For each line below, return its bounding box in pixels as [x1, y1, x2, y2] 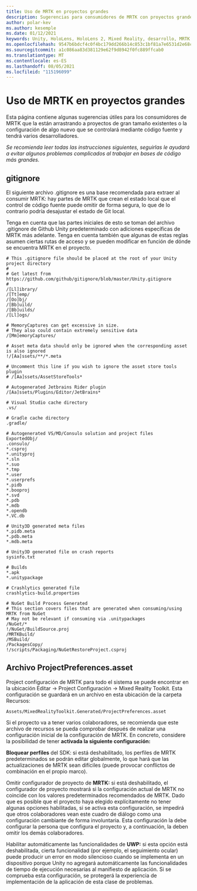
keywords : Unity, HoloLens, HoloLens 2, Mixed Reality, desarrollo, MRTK [6, 36, 191, 42]
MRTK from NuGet [6, 611, 46, 617]
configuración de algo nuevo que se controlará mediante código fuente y [6, 126, 183, 133]
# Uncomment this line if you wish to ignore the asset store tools [6, 364, 177, 370]
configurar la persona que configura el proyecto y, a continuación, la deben [6, 823, 189, 830]
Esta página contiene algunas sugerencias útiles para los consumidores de [6, 114, 187, 121]
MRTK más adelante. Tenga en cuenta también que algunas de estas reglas [6, 232, 189, 238]
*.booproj [6, 487, 30, 493]
